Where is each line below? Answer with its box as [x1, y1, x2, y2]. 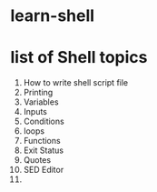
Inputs [23, 106, 48, 117]
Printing [23, 87, 54, 98]
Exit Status [23, 145, 64, 156]
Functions [23, 136, 62, 147]
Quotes [23, 155, 52, 166]
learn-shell [10, 5, 94, 26]
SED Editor [23, 165, 64, 176]
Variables [23, 96, 59, 107]
